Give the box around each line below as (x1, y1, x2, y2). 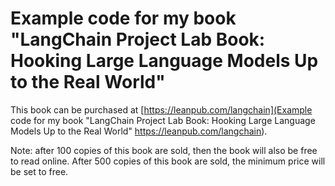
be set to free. (10, 165, 69, 177)
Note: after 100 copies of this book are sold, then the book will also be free (10, 144, 318, 156)
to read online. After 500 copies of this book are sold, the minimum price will (10, 155, 326, 167)
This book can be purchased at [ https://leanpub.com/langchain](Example (10, 103, 313, 116)
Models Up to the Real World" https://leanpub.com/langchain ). (10, 125, 268, 137)
